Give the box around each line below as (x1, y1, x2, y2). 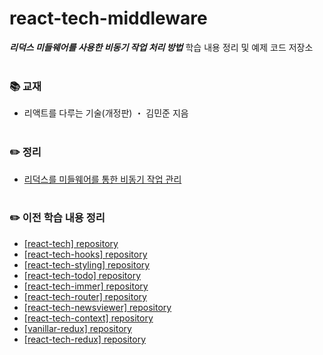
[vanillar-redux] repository (23, 322, 132, 334)
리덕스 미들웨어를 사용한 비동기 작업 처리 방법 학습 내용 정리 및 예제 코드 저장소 (9, 41, 314, 53)
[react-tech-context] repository (23, 312, 154, 324)
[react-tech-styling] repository (23, 258, 151, 271)
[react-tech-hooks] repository (23, 248, 148, 260)
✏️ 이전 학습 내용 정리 (9, 211, 106, 225)
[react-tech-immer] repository (23, 280, 149, 292)
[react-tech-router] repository (23, 290, 147, 302)
